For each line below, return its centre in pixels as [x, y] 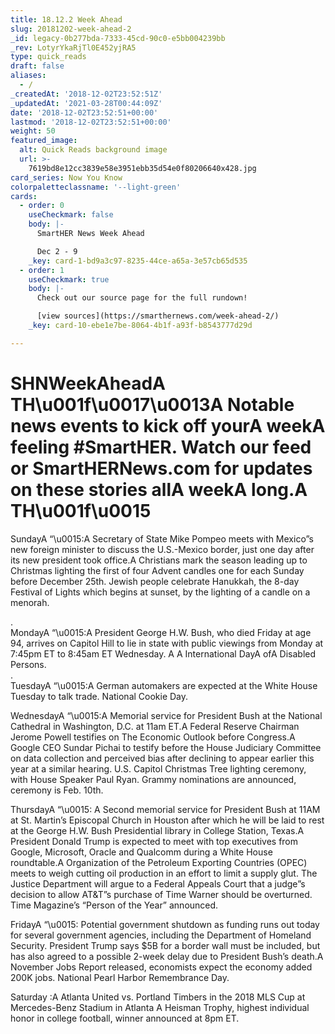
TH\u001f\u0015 [81, 510]
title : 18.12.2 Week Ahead [66, 19]
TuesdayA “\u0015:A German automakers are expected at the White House [164, 685]
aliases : [28, 76]
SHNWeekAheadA [88, 383]
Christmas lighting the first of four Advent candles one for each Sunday [157, 570]
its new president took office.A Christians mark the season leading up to [159, 560]
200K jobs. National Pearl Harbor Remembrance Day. [120, 977]
